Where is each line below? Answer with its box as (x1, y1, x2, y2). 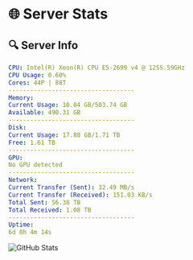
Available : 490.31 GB (8, 109, 81, 117)
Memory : (8, 93, 35, 101)
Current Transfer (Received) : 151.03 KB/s (8, 191, 153, 199)
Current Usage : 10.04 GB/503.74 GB (8, 101, 128, 109)
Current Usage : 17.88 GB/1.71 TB (8, 130, 121, 139)
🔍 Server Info (8, 38, 79, 52)
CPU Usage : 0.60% (8, 71, 67, 79)
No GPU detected (8, 161, 63, 169)
